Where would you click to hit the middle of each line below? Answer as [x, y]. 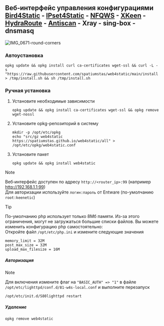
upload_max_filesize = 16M [32, 250]
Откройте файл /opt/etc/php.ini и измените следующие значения [74, 232]
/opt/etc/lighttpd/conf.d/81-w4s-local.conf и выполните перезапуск [77, 287]
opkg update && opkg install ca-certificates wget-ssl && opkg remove [85, 110]
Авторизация [20, 260]
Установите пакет [31, 154]
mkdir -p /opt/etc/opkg [36, 132]
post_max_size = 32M [26, 245]
